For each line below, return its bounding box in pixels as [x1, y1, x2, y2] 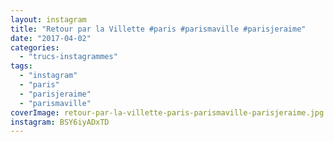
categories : [10, 42, 60, 53]
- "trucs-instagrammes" [19, 52, 118, 62]
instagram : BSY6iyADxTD [10, 117, 110, 127]
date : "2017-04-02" [10, 33, 92, 43]
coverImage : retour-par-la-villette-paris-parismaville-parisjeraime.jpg [10, 107, 325, 118]
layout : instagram [10, 14, 87, 25]
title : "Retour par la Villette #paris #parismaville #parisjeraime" [10, 24, 307, 34]
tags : [10, 61, 33, 71]
